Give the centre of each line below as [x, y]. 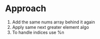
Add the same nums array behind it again [53, 22]
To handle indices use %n [38, 32]
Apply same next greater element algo [50, 27]
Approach [26, 9]
